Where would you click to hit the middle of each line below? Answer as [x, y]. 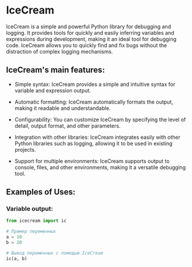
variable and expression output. [53, 90]
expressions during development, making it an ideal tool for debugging [91, 39]
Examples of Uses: [41, 192]
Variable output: [30, 209]
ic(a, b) [17, 258]
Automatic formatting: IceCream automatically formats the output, [94, 102]
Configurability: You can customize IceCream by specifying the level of [100, 119]
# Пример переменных [31, 232]
